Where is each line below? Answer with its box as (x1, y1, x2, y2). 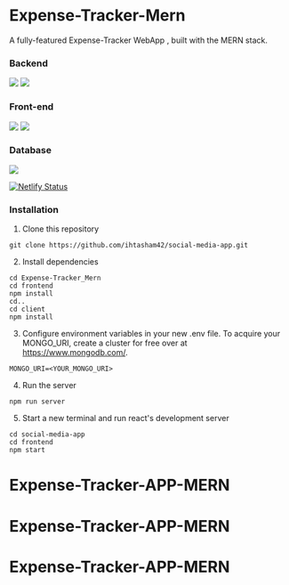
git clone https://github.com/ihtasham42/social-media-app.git (9, 241, 249, 250)
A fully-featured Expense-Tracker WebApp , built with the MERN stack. (9, 35, 269, 45)
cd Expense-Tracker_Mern (9, 273, 101, 283)
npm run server (9, 397, 66, 406)
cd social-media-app (9, 430, 86, 439)
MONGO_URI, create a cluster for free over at (21, 337, 189, 348)
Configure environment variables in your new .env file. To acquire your (21, 329, 281, 339)
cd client (9, 305, 46, 314)
